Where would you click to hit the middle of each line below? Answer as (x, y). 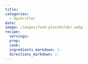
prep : (15, 41)
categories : (17, 14)
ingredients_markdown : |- (36, 50)
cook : (15, 45)
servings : (19, 37)
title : (12, 9)
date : (10, 23)
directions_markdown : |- (34, 54)
